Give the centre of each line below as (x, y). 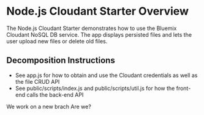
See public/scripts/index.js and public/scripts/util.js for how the (95, 88)
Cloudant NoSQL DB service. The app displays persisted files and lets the (99, 34)
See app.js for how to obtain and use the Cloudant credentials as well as (106, 75)
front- (183, 88)
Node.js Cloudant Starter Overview (97, 11)
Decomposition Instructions (61, 60)
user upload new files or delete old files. (57, 41)
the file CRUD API (37, 81)
